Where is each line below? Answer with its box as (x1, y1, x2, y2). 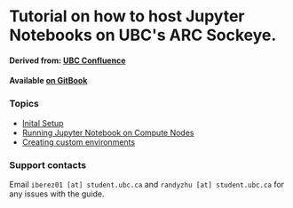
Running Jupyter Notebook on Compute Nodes (21, 127, 194, 138)
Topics (9, 98, 40, 110)
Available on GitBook (9, 76, 88, 86)
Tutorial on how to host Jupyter (9, 6, 245, 27)
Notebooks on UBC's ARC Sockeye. (9, 25, 277, 45)
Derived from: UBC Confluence (9, 55, 126, 66)
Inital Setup (21, 117, 64, 128)
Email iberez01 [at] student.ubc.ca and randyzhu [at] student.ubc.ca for (9, 179, 285, 189)
